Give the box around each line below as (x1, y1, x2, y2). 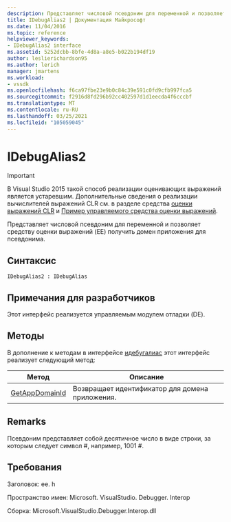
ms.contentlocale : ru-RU (7, 106, 78, 113)
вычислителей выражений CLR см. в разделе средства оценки (7, 199, 192, 208)
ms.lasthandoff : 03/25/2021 (7, 112, 88, 119)
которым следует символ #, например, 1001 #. (7, 441, 144, 450)
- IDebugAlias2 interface (7, 42, 81, 49)
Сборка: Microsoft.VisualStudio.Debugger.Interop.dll (7, 506, 157, 514)
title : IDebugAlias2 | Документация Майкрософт (7, 17, 146, 23)
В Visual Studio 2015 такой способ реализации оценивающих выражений (7, 185, 221, 193)
